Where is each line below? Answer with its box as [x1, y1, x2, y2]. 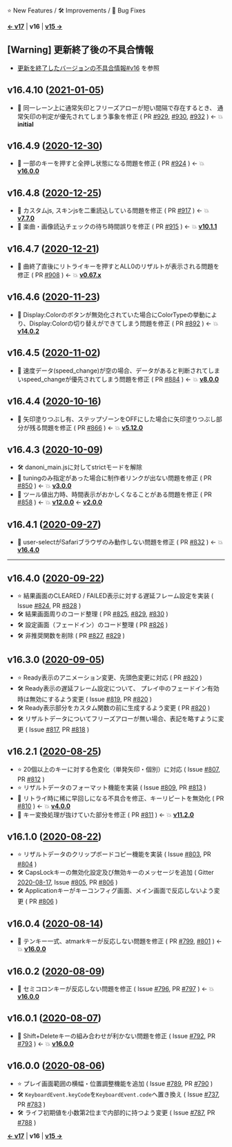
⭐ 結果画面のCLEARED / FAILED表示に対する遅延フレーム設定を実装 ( [17, 592, 214, 600]
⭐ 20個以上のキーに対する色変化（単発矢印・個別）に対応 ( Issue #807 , [17, 765, 221, 773]
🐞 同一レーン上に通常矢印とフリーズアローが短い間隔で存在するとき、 [17, 103, 216, 112]
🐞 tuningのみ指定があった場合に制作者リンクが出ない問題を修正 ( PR [17, 474, 212, 482]
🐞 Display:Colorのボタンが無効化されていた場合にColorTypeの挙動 [17, 310, 206, 319]
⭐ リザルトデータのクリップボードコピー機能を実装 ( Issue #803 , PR [17, 850, 212, 858]
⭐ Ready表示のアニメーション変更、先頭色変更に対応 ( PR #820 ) [17, 673, 202, 682]
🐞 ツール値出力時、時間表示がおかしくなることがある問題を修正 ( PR [17, 490, 212, 499]
